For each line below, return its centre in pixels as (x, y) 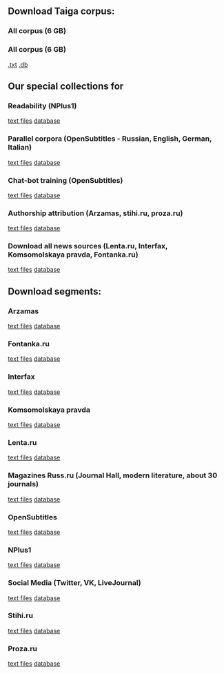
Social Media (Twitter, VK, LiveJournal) (74, 583)
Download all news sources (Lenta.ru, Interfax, (88, 246)
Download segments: (55, 291)
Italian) (20, 148)
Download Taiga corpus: (61, 11)
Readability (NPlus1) (42, 106)
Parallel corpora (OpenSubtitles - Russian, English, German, (110, 139)
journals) (23, 484)
